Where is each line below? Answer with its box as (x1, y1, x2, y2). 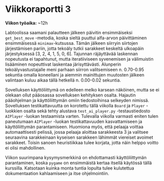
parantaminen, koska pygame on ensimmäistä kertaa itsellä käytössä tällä (5, 160, 152, 166)
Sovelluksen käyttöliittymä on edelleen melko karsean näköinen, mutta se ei (5, 87, 160, 92)
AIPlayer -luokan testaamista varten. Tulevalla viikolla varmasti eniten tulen (5, 113, 159, 119)
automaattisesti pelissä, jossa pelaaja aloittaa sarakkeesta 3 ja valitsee (5, 129, 149, 135)
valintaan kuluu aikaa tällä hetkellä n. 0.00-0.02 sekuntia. (5, 77, 121, 83)
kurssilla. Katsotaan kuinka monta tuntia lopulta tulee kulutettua (5, 165, 135, 171)
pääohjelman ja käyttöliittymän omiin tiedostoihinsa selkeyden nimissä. (5, 97, 150, 103)
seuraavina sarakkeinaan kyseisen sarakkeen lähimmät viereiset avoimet (5, 134, 154, 140)
